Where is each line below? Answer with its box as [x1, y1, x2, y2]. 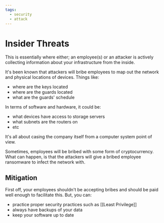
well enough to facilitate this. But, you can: [5, 192, 92, 198]
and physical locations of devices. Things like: [5, 74, 99, 80]
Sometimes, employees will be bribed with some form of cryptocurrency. [5, 149, 154, 155]
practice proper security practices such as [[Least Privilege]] [12, 202, 137, 208]
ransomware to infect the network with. [5, 159, 86, 165]
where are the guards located [12, 89, 73, 95]
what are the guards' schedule [12, 95, 75, 101]
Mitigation [5, 173, 38, 182]
